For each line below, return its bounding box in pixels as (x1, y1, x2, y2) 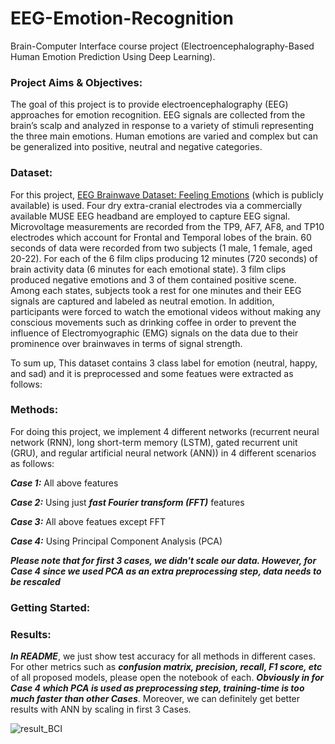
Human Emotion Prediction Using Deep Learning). (10, 50, 216, 62)
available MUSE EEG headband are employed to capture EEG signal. (10, 210, 291, 222)
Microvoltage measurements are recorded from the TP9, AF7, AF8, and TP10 (10, 220, 325, 232)
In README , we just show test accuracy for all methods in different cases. (10, 650, 316, 662)
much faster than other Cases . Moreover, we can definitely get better (10, 693, 301, 705)
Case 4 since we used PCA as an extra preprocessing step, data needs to (10, 565, 322, 577)
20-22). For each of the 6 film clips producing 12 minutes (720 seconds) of (10, 252, 318, 264)
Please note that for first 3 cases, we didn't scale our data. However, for (10, 554, 317, 566)
